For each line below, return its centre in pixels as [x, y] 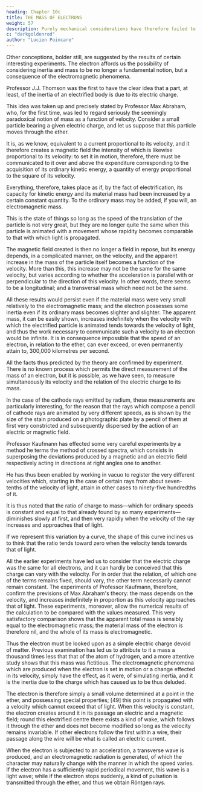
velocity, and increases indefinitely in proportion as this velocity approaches [101, 600]
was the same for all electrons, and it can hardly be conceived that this [94, 568]
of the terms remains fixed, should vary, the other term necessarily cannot [99, 580]
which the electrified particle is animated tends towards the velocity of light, [101, 325]
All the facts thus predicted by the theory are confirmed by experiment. [95, 362]
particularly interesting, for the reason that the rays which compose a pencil [101, 406]
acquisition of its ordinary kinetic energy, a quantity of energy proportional [99, 169]
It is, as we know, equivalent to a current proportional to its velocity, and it [98, 143]
